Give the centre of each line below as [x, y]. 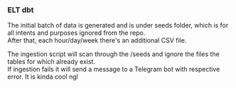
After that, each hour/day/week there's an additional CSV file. [97, 40]
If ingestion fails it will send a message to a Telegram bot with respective [114, 70]
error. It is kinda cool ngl [43, 77]
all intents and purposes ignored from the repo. [76, 33]
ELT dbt [21, 10]
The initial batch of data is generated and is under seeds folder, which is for [118, 26]
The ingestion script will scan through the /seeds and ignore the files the [114, 54]
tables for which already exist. [52, 62]
